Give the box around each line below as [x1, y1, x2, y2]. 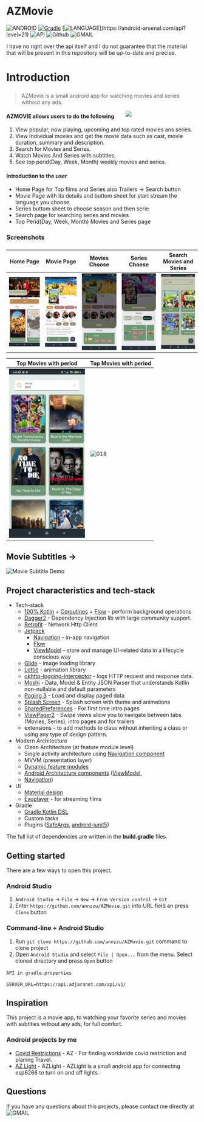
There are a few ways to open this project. [6, 867, 112, 874]
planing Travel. [15, 1056, 53, 1063]
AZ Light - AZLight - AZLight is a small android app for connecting [15, 1062, 180, 1070]
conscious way [33, 653, 71, 660]
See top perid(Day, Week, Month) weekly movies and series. [15, 158, 167, 165]
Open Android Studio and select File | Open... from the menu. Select [15, 951, 193, 958]
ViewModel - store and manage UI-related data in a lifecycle [33, 646, 184, 654]
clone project [15, 944, 49, 951]
